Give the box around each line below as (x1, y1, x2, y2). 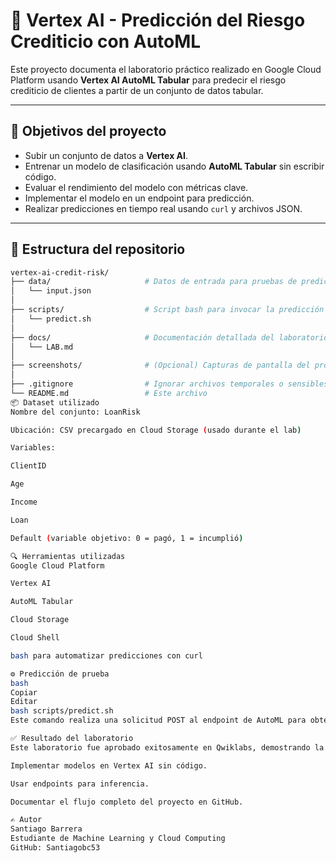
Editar (10, 697, 38, 707)
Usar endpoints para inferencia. (10, 779, 150, 789)
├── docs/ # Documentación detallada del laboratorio (10, 332, 329, 343)
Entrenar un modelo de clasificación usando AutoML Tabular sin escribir (24, 160, 325, 172)
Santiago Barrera (10, 824, 83, 834)
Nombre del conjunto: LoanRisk (10, 407, 141, 417)
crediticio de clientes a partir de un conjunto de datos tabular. (10, 84, 264, 96)
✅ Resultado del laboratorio (10, 734, 134, 744)
